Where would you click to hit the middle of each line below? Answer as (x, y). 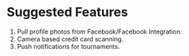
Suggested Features (68, 12)
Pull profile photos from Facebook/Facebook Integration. (99, 31)
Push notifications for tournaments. (68, 46)
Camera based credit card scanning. (70, 38)
